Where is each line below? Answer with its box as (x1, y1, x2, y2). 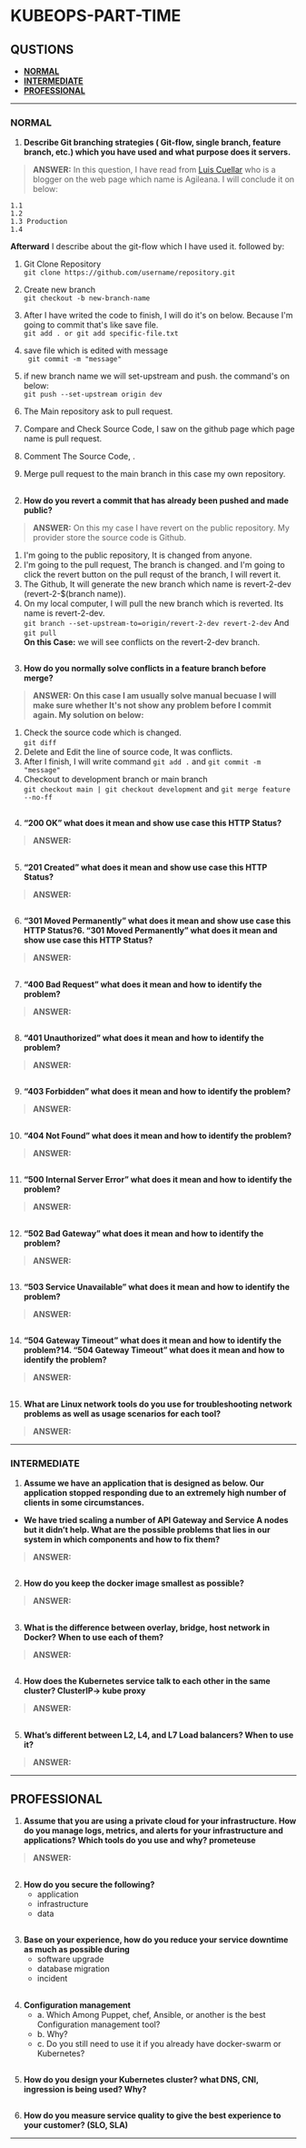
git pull (23, 629, 57, 638)
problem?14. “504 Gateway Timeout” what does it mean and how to (23, 1345, 285, 1356)
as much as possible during (23, 1944, 130, 1955)
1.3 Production (10, 217, 68, 227)
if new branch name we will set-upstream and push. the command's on (23, 370, 290, 382)
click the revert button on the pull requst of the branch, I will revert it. (23, 569, 281, 580)
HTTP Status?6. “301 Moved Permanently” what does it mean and (23, 925, 278, 936)
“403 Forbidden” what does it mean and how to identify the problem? (23, 1086, 291, 1097)
